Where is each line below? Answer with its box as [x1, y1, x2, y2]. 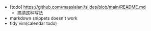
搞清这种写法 [17, 10, 43, 15]
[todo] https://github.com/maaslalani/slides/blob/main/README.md [9, 4, 146, 10]
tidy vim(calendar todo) [9, 20, 57, 26]
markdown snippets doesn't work [9, 15, 77, 21]
